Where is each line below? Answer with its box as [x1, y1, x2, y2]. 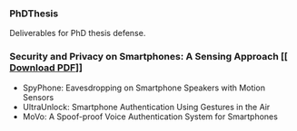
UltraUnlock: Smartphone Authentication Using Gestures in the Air [22, 101, 271, 112]
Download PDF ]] [9, 61, 84, 74]
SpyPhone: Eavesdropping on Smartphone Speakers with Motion [22, 82, 266, 93]
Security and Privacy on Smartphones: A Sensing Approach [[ [9, 51, 289, 63]
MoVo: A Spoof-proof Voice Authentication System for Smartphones [22, 111, 279, 122]
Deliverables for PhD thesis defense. [9, 28, 146, 39]
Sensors [22, 91, 54, 102]
